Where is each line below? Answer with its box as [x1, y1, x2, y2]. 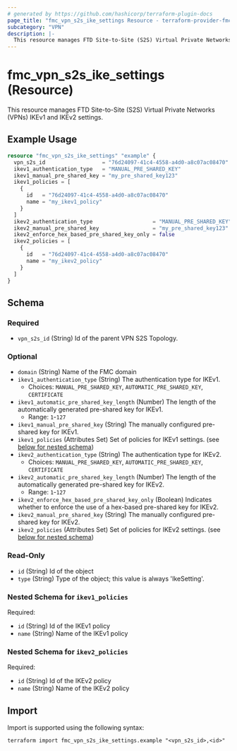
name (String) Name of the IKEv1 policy [17, 629, 128, 637]
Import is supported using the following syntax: [7, 723, 145, 732]
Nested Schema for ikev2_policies [7, 646, 128, 656]
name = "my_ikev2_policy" [25, 257, 102, 264]
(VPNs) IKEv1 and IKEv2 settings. [7, 113, 104, 122]
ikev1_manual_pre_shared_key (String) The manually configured [17, 420, 201, 429]
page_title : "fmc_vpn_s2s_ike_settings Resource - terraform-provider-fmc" [7, 17, 235, 24]
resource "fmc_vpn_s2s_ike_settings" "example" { [7, 152, 157, 159]
